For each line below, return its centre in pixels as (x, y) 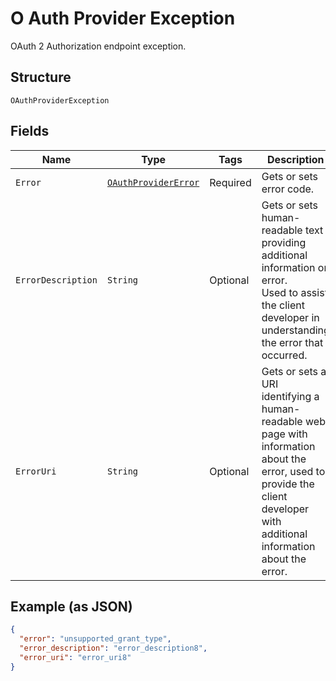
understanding (295, 330)
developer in (290, 317)
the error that (292, 342)
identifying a (290, 396)
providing (284, 242)
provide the (288, 484)
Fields (30, 131)
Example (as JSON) (71, 606)
